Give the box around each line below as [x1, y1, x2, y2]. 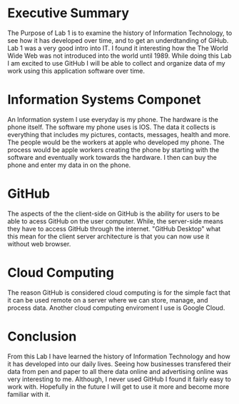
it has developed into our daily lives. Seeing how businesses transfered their [7, 359, 232, 368]
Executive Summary [7, 5, 130, 21]
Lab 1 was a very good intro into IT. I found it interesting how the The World [7, 44, 228, 52]
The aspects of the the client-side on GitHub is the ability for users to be [7, 209, 220, 218]
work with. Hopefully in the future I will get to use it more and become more [7, 382, 230, 390]
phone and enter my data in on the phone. [7, 161, 131, 169]
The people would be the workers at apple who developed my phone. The [7, 138, 225, 146]
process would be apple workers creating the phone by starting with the [7, 145, 220, 154]
